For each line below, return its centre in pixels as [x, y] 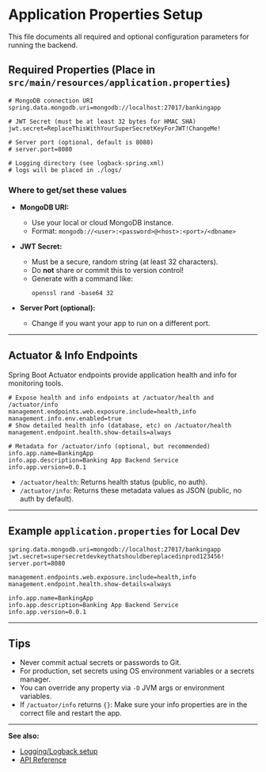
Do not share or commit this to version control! [108, 271]
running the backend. [43, 44]
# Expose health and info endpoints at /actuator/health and [111, 398]
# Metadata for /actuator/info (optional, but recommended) [110, 446]
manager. [35, 679]
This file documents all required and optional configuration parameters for [129, 36]
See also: [24, 736]
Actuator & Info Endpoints [73, 356]
